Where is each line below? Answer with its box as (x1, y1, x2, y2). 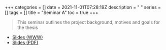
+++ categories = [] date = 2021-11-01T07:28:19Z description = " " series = (5, 4, 161, 10)
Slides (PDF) (12, 39, 39, 45)
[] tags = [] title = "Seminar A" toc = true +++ (5, 9, 98, 15)
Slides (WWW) (12, 34, 43, 40)
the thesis (17, 24, 38, 30)
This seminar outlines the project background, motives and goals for (17, 19, 160, 25)
